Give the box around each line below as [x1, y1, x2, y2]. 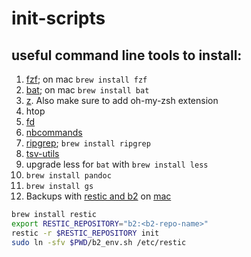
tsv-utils [25, 148, 60, 159]
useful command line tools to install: [11, 47, 243, 64]
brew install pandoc [25, 171, 112, 181]
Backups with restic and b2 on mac [25, 190, 172, 202]
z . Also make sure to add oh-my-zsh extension [25, 95, 219, 106]
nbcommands [25, 127, 83, 138]
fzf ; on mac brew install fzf [25, 73, 148, 85]
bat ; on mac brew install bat [25, 84, 150, 96]
